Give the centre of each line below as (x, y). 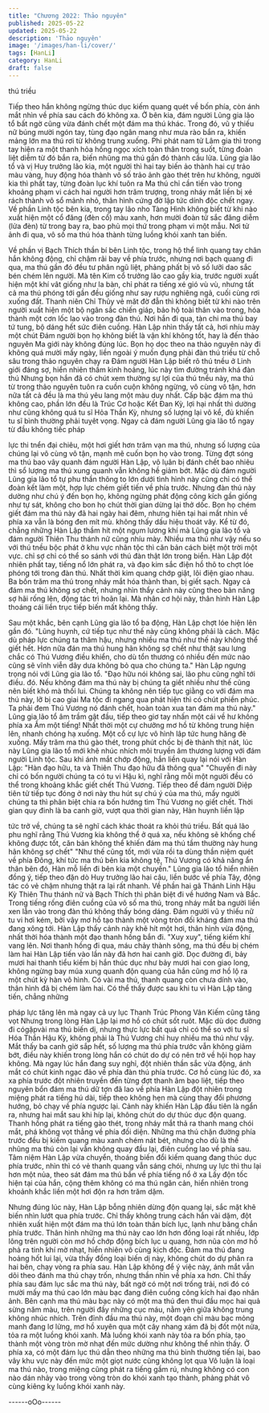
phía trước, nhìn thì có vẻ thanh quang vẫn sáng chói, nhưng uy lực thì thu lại (135, 1166)
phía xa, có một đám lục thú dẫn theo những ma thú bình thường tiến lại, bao (134, 1352)
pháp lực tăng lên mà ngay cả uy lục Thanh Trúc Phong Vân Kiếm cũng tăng (134, 1012)
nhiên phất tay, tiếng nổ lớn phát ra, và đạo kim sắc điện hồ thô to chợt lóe (131, 564)
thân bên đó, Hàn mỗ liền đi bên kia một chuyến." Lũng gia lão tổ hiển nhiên (133, 868)
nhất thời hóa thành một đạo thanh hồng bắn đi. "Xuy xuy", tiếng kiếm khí (130, 937)
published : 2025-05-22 (46, 23)
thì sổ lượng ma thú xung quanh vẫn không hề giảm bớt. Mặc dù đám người (132, 470)
